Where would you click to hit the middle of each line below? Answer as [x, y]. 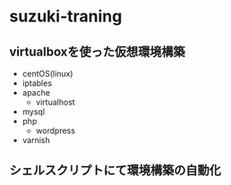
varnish [36, 140]
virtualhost [56, 102]
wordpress [56, 130]
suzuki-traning [66, 17]
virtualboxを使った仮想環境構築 [97, 51]
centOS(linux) [47, 74]
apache [36, 92]
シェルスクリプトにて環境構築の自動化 [115, 170]
